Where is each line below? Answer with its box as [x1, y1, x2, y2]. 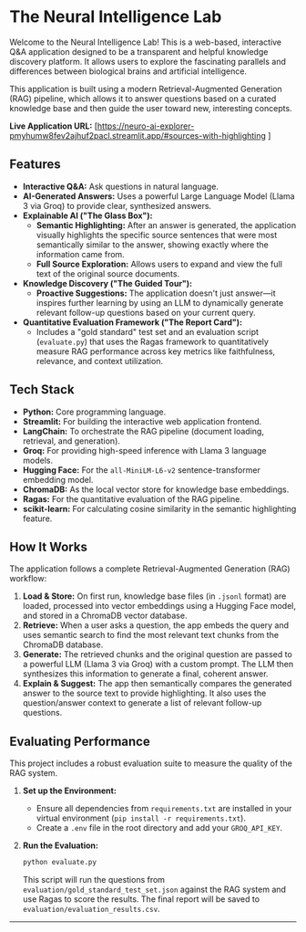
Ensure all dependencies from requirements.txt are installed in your [36, 803, 292, 814]
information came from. [36, 248, 125, 259]
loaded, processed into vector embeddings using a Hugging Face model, [22, 601, 296, 612]
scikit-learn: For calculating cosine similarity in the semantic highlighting [22, 503, 297, 514]
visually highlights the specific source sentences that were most [36, 229, 278, 240]
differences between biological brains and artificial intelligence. [9, 66, 248, 77]
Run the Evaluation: [22, 840, 98, 851]
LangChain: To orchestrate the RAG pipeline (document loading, [22, 425, 264, 436]
